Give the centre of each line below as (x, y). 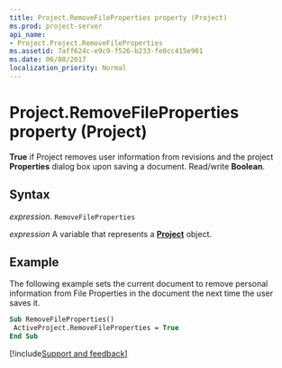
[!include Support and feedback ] (68, 354)
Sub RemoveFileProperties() (62, 320)
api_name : (28, 34)
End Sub (24, 336)
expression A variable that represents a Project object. (111, 234)
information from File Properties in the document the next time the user (141, 293)
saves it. (25, 303)
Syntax (30, 195)
